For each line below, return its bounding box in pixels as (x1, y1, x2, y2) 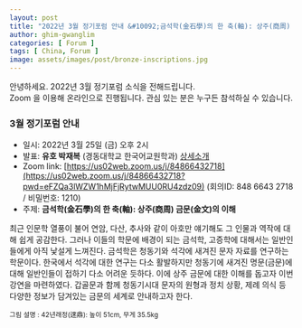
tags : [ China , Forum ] (9, 47, 99, 56)
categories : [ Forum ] (9, 38, 95, 48)
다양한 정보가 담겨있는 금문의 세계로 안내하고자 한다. (9, 291, 193, 302)
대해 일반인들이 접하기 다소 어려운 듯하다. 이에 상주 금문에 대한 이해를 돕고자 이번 (9, 268, 294, 279)
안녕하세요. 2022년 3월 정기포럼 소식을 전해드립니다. (9, 81, 196, 91)
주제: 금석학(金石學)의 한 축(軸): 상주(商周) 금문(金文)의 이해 (22, 204, 237, 215)
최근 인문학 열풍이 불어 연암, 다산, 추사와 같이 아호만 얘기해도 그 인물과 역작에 (9, 223, 282, 234)
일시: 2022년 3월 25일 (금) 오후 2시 (22, 139, 149, 150)
